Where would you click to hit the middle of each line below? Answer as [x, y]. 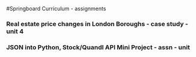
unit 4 [15, 31]
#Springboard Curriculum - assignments [56, 9]
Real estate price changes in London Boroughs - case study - [97, 24]
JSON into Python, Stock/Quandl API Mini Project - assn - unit [98, 47]
